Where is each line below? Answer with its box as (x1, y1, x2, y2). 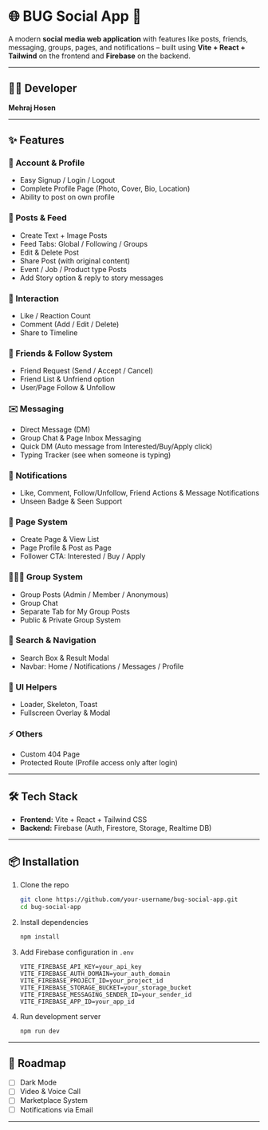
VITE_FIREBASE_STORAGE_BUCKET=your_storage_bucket (19, 983, 192, 992)
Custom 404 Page (19, 749, 81, 759)
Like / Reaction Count (19, 311, 91, 321)
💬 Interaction (8, 293, 60, 304)
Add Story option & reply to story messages (19, 273, 164, 282)
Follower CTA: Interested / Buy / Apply (19, 551, 146, 561)
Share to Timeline (19, 328, 78, 338)
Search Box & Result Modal (19, 653, 109, 662)
